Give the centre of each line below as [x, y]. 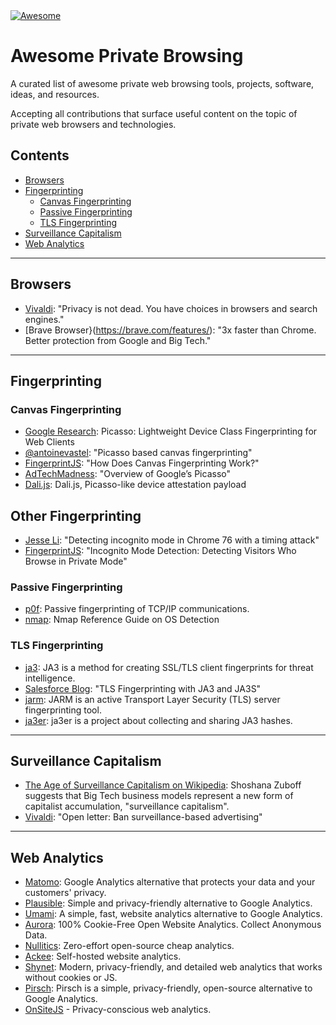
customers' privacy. [65, 893]
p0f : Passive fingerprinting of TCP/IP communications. [137, 609]
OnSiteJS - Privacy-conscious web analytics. [118, 1010]
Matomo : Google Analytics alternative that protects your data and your [170, 882]
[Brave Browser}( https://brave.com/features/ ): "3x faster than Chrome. [170, 330]
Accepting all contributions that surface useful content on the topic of [154, 113]
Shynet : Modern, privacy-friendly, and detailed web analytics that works [173, 967]
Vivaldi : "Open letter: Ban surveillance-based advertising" [143, 817]
